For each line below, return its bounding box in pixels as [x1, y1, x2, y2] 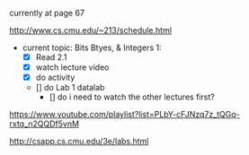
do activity [35, 72, 76, 83]
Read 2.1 [35, 52, 67, 62]
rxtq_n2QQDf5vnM [9, 118, 79, 129]
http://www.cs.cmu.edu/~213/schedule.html [9, 25, 173, 35]
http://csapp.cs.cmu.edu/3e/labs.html [9, 136, 149, 147]
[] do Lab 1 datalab [35, 82, 105, 93]
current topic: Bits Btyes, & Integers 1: [22, 42, 162, 53]
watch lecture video [35, 62, 110, 73]
